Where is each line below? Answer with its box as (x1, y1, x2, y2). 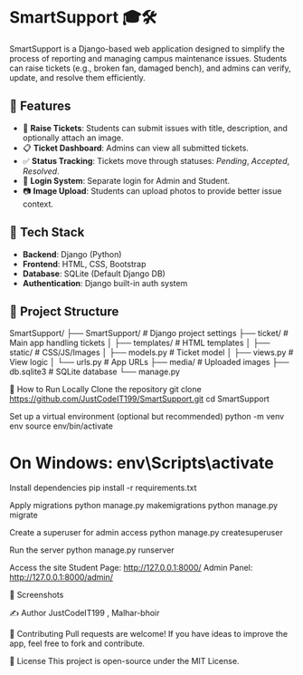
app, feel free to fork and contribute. (9, 638, 146, 649)
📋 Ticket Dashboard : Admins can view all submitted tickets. (22, 142, 249, 153)
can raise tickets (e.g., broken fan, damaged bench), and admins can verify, (9, 63, 291, 73)
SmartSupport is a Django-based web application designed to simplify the (9, 43, 285, 54)
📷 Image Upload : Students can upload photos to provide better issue (22, 185, 282, 196)
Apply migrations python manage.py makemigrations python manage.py (9, 500, 279, 511)
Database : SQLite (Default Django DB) (22, 268, 166, 279)
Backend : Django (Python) (22, 248, 122, 259)
